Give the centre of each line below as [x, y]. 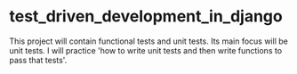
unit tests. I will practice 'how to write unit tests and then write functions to [146, 50]
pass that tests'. [38, 60]
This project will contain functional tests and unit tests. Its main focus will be [149, 41]
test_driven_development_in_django [146, 16]
